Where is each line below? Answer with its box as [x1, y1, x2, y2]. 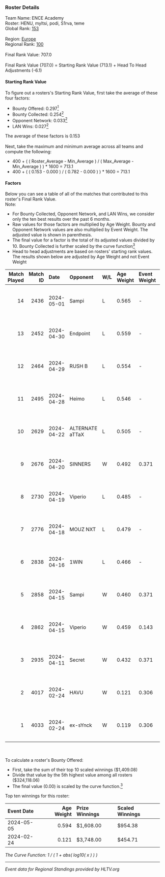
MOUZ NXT [69, 526, 96, 533]
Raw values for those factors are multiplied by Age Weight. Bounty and [12, 221, 156, 228]
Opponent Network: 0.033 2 [12, 116, 68, 123]
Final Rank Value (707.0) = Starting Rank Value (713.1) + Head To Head [5, 62, 147, 68]
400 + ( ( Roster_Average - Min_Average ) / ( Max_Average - [12, 158, 134, 164]
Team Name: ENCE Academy [5, 15, 64, 21]
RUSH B [69, 363, 88, 370]
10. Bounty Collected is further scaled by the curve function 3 [12, 242, 135, 249]
